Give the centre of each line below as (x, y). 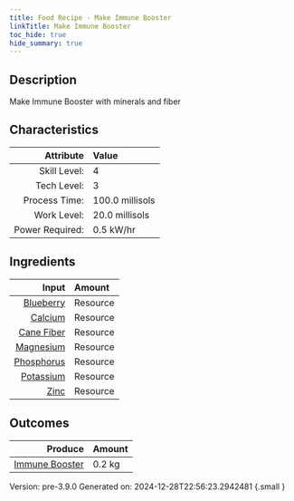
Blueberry (44, 303)
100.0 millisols (124, 200)
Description (43, 79)
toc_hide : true (38, 34)
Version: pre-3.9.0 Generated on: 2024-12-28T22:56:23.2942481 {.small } (147, 487)
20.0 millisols (121, 215)
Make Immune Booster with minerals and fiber (95, 101)
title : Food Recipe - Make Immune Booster (90, 18)
